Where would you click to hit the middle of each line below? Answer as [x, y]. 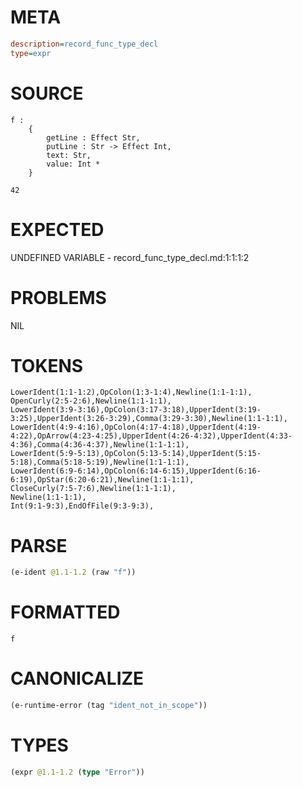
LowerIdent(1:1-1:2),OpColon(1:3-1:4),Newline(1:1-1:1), [131, 392]
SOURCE [47, 93]
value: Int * [73, 164]
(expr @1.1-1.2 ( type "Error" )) [77, 772]
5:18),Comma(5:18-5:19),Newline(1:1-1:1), [100, 462]
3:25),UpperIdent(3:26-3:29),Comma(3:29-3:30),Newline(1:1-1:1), [149, 419]
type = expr [31, 53]
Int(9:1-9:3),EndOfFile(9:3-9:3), [82, 506]
